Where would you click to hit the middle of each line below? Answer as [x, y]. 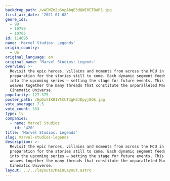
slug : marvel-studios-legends [37, 137]
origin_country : [22, 48]
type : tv [14, 114]
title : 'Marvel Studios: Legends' [42, 132]
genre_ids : [17, 19]
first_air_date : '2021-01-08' [37, 15]
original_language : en [29, 57]
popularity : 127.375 [27, 95]
